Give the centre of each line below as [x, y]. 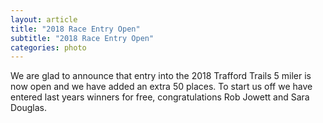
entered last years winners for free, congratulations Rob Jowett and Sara [160, 97]
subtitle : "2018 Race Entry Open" [82, 38]
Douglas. [29, 108]
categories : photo [48, 47]
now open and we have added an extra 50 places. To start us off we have [161, 87]
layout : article [44, 19]
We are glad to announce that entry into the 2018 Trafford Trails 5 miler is [161, 76]
